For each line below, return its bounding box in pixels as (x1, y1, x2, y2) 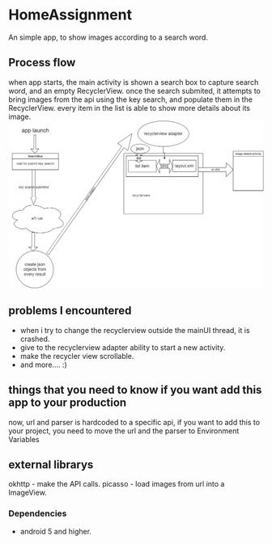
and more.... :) (19, 360, 67, 369)
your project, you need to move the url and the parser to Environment (8, 426, 240, 436)
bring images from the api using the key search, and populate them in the (8, 95, 253, 104)
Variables (8, 434, 40, 444)
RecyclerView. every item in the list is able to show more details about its (8, 103, 251, 112)
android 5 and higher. (19, 526, 91, 536)
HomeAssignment (8, 6, 132, 24)
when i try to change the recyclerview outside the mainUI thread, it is (19, 325, 250, 335)
